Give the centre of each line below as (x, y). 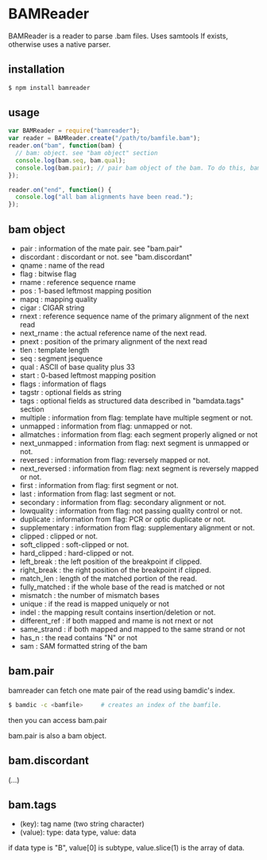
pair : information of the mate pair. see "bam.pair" (101, 248)
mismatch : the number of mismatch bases (90, 595)
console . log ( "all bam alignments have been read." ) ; (104, 197)
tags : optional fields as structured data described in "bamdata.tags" (132, 401)
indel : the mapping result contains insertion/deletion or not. (118, 612)
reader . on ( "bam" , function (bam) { (66, 146)
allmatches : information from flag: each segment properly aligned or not (139, 434)
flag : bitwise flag (48, 274)
